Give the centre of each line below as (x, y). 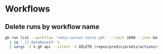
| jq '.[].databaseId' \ (34, 42)
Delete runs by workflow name (52, 27)
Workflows (27, 9)
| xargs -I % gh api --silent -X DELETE (51, 47)
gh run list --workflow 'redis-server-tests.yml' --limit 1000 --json (78, 38)
